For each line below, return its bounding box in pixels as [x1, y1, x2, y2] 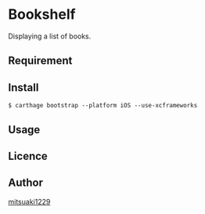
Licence [8, 149, 49, 162]
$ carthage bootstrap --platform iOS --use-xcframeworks [8, 102, 198, 110]
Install [8, 81, 39, 94]
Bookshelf [8, 5, 76, 24]
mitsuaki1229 [8, 197, 51, 206]
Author [8, 176, 43, 190]
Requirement [8, 54, 73, 67]
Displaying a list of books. [8, 31, 92, 41]
